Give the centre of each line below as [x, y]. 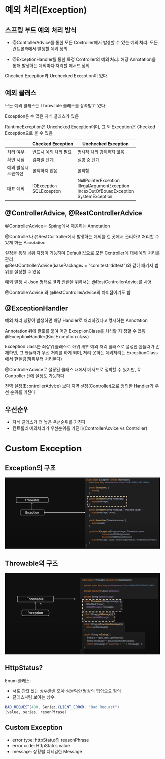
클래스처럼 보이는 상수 [33, 697]
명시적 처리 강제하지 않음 [101, 152]
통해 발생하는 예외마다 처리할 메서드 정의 [51, 65]
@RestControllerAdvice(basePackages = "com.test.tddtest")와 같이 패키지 [79, 265]
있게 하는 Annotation [25, 242]
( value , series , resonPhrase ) [36, 712]
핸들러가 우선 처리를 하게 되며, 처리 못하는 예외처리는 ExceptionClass [91, 353]
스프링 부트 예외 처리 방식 [41, 30]
